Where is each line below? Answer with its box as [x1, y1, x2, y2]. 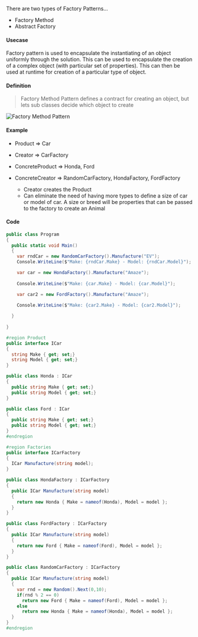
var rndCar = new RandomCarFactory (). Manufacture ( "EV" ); [17, 253, 160, 260]
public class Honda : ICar [6, 373, 73, 379]
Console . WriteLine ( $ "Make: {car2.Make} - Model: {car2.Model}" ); [17, 302, 181, 308]
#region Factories [6, 444, 51, 450]
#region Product [6, 335, 46, 340]
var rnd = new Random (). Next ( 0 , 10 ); [17, 587, 108, 593]
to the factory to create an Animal [23, 205, 105, 212]
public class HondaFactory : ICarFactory [6, 477, 110, 483]
